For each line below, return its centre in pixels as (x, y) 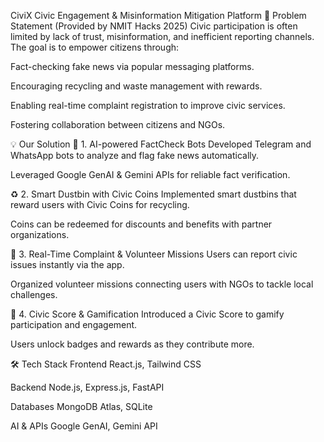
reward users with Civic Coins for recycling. (100, 204)
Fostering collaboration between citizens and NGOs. (118, 124)
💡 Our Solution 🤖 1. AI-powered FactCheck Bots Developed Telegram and (161, 144)
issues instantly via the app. (67, 264)
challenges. (34, 294)
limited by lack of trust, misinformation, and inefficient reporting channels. (162, 36)
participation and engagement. (74, 324)
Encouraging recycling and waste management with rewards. (136, 86)
